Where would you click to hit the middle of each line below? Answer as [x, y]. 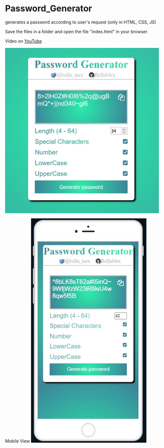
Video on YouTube [24, 41]
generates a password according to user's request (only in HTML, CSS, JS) [81, 22]
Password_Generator [49, 9]
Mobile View [18, 441]
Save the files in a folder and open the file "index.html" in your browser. [77, 31]
